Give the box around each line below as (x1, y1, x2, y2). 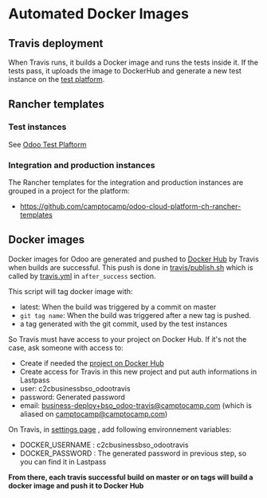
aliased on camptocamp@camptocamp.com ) (19, 409, 168, 418)
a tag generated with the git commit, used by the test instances (19, 319, 228, 328)
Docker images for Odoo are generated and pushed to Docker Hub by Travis (8, 254, 259, 264)
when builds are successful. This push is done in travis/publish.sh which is (8, 262, 253, 272)
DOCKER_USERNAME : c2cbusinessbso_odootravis (19, 440, 189, 449)
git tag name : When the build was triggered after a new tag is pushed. (19, 310, 252, 320)
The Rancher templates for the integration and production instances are (8, 177, 244, 187)
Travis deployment (8, 37, 104, 50)
